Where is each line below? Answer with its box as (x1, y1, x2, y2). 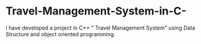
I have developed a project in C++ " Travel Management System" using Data (5, 24, 196, 31)
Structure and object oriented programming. (5, 30, 116, 37)
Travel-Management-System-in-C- (5, 4, 187, 18)
